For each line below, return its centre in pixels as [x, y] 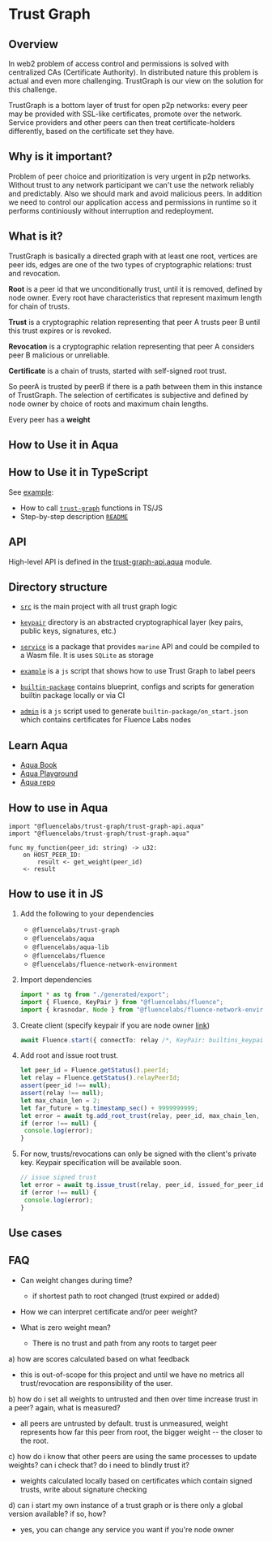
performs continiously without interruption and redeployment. [111, 210]
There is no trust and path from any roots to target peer [124, 1343]
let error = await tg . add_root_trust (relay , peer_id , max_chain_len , [140, 1115]
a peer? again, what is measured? [64, 1407]
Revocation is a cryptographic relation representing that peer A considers [132, 346]
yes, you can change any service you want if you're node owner [127, 1529]
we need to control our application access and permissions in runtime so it [133, 202]
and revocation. [34, 273]
